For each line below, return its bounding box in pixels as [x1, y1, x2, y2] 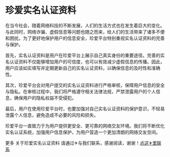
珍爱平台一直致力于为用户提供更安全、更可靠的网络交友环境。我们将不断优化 [5, 122, 165, 129]
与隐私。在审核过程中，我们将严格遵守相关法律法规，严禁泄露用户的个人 [5, 88, 156, 95]
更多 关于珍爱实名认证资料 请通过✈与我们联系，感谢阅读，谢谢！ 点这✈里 [5, 140, 157, 146]
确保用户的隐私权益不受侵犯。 [14, 95, 76, 101]
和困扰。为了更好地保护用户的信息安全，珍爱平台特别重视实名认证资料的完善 [5, 35, 165, 41]
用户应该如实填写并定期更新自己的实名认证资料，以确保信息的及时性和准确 [5, 65, 160, 71]
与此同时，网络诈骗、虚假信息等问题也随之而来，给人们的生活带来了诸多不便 [5, 28, 165, 35]
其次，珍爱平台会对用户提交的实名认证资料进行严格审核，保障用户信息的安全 [5, 82, 165, 88]
